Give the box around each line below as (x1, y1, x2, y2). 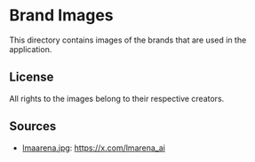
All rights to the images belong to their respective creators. (9, 93, 225, 104)
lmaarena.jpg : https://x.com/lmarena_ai (21, 143, 166, 153)
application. (9, 43, 52, 54)
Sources (9, 119, 57, 134)
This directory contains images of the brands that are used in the (9, 35, 247, 45)
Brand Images (9, 5, 114, 26)
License (9, 70, 54, 85)
